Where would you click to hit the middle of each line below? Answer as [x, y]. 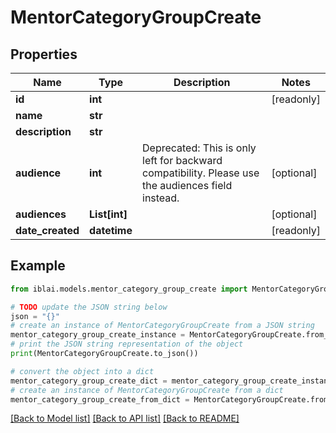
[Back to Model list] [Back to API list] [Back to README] [125, 418]
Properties [44, 54]
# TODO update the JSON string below [89, 307]
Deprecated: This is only [199, 148]
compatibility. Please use [201, 173]
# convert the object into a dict [82, 371]
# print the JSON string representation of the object [127, 344]
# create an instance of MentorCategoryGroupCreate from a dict [147, 390]
